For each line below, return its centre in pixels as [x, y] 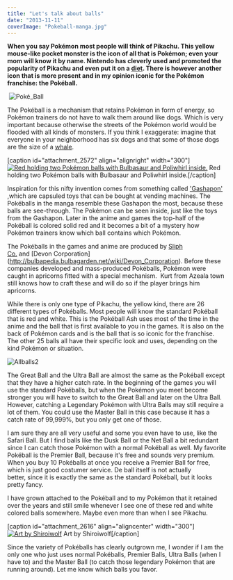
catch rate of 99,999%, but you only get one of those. [85, 420]
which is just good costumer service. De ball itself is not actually [99, 470]
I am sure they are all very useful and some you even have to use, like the [112, 433]
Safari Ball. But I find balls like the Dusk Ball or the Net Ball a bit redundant [113, 440]
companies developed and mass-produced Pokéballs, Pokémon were [107, 269]
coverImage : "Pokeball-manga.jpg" [57, 26]
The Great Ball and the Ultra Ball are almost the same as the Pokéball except [116, 375]
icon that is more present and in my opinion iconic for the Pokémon [106, 76]
